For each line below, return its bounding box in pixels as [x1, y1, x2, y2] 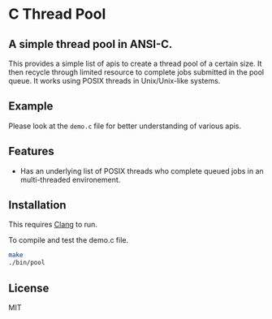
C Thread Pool [8, 5, 106, 24]
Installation [8, 198, 67, 212]
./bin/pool [8, 259, 45, 267]
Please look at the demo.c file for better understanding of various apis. [8, 121, 242, 131]
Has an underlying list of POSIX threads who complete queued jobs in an [19, 166, 264, 175]
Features [8, 144, 54, 158]
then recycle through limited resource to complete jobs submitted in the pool [8, 67, 265, 77]
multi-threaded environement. [19, 175, 121, 184]
